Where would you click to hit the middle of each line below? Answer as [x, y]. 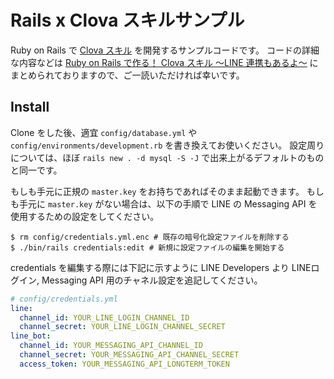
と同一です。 [36, 170]
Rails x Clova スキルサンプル [127, 20]
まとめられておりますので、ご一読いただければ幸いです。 [127, 75]
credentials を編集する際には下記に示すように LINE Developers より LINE [161, 267]
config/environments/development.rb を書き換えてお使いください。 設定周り [167, 145]
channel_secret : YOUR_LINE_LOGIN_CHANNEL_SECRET [122, 327]
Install [30, 107]
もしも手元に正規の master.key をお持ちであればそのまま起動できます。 [157, 191]
